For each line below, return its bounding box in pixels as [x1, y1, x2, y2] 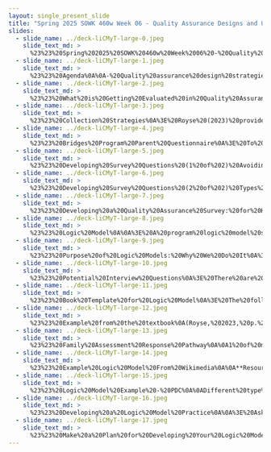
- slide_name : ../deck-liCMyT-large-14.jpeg [15, 349, 168, 357]
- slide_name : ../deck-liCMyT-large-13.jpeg [15, 326, 168, 334]
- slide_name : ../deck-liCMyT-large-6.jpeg [15, 169, 164, 177]
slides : [8, 27, 35, 35]
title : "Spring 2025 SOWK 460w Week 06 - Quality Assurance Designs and [8, 19, 258, 27]
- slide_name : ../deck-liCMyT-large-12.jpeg [15, 304, 168, 312]
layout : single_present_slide [8, 11, 110, 20]
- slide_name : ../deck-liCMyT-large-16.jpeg [15, 394, 168, 402]
